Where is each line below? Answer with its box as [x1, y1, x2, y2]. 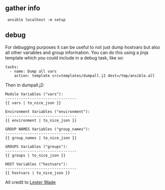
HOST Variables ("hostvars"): [5, 161, 68, 166]
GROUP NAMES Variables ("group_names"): [5, 126, 91, 131]
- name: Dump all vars [9, 68, 57, 74]
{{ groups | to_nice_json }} [5, 152, 66, 158]
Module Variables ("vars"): [5, 91, 64, 96]
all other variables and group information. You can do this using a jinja [5, 49, 149, 55]
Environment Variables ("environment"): [5, 109, 91, 114]
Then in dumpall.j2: [5, 82, 45, 88]
